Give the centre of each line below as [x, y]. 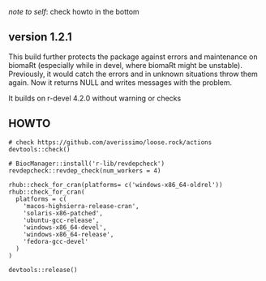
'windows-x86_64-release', [69, 234]
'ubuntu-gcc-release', [61, 220]
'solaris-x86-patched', [63, 213]
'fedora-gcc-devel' [56, 241]
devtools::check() [39, 149]
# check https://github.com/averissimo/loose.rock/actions [110, 142]
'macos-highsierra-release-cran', [81, 206]
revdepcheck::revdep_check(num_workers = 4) [85, 170]
